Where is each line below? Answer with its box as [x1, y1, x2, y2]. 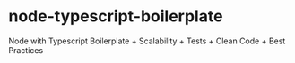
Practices [8, 44, 44, 55]
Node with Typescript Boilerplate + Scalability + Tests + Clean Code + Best [8, 35, 286, 46]
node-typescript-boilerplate [8, 6, 223, 27]
